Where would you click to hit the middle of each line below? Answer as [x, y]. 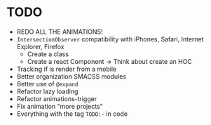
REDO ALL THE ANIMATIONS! [60, 32]
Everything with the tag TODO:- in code [72, 114]
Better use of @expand [47, 84]
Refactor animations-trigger [57, 98]
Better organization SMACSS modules [72, 76]
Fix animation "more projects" [60, 106]
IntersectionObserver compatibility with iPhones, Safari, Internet [110, 39]
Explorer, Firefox [40, 46]
